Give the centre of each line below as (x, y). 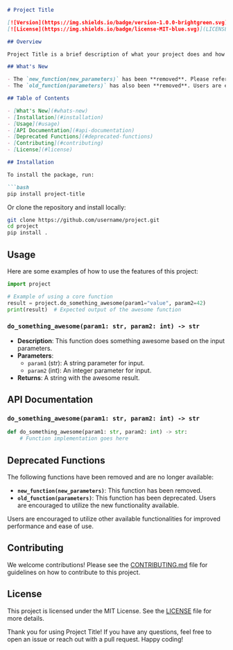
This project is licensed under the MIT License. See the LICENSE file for (110, 611)
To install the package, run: (51, 175)
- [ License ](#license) (40, 150)
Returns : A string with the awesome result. (78, 378)
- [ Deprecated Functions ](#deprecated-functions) (80, 137)
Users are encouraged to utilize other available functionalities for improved (114, 518)
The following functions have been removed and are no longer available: (110, 477)
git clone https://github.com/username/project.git (83, 220)
